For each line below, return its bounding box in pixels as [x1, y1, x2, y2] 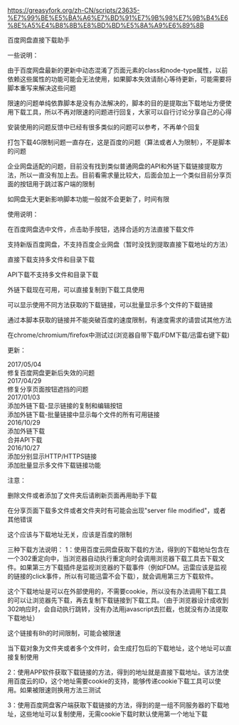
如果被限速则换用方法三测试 [19, 686, 101, 694]
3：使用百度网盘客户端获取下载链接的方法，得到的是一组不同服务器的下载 [7, 701, 223, 709]
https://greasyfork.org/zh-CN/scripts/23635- [7, 6, 140, 14]
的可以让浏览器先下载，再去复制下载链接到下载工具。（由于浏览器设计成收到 [7, 596, 229, 604]
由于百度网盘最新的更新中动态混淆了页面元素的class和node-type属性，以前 [7, 66, 228, 74]
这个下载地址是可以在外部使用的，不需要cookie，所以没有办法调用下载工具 [7, 587, 227, 596]
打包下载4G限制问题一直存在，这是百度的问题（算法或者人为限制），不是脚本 [7, 138, 231, 146]
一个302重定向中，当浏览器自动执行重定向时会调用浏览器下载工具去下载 [7, 554, 219, 562]
